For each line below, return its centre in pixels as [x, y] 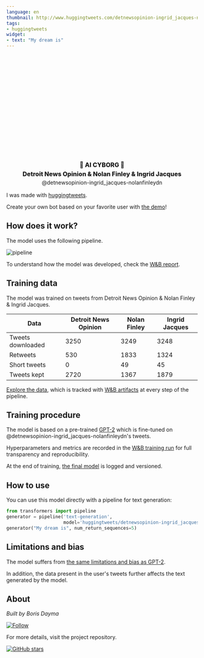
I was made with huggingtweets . [47, 195]
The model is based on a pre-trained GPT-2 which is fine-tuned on [90, 430]
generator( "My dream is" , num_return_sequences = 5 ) [72, 528]
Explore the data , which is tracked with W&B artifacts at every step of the [98, 389]
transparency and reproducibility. [48, 454]
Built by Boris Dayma [32, 614]
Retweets [23, 355]
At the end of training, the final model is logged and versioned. [84, 466]
